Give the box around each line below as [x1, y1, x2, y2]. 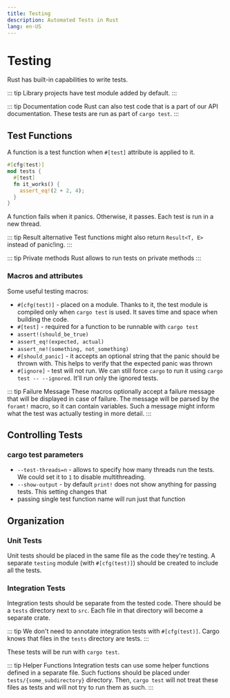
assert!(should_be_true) [17, 331, 89, 338]
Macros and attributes [7, 271, 84, 281]
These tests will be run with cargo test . [7, 648, 120, 657]
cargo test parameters [7, 450, 84, 460]
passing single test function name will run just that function [17, 495, 186, 503]
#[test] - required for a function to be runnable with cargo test [17, 322, 199, 330]
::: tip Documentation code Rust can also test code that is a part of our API [7, 102, 219, 111]
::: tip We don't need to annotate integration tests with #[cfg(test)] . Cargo [7, 627, 220, 636]
